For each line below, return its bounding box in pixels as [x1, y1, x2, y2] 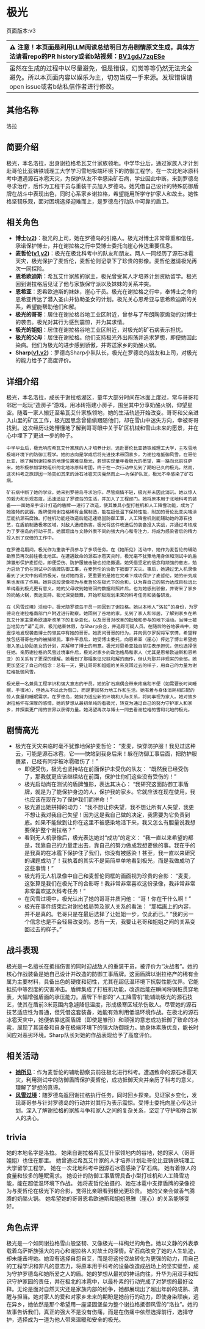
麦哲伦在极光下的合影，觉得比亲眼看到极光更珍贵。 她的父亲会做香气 [16, 1187, 190, 1195]
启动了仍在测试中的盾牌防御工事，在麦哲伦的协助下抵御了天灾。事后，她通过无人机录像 [10, 566, 197, 573]
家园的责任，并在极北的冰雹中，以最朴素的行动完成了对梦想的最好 [22, 1278, 188, 1285]
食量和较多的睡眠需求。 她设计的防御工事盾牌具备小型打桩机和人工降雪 [6, 1172, 184, 1179]
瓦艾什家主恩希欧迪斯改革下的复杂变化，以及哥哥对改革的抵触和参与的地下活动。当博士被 [6, 617, 197, 623]
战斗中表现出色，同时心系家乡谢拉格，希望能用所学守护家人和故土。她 [16, 190, 193, 197]
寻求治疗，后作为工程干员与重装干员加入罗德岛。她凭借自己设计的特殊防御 [6, 182, 193, 189]
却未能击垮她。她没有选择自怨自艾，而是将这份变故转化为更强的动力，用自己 [6, 1255, 199, 1262]
